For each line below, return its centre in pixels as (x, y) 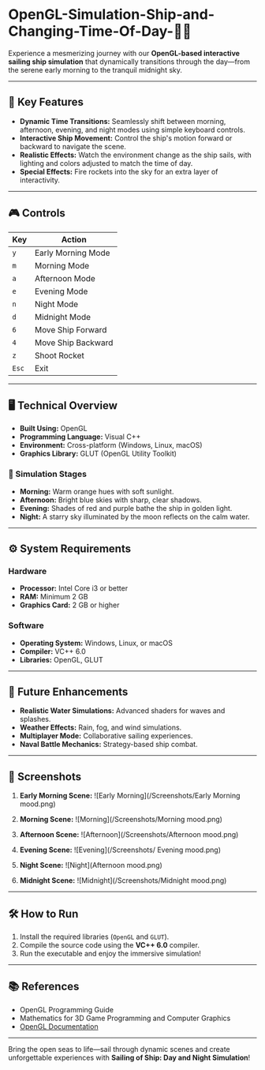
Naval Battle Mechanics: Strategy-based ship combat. (109, 745)
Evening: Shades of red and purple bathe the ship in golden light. (126, 508)
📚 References (44, 987)
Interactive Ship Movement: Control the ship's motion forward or (126, 138)
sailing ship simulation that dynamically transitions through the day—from (129, 62)
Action (74, 239)
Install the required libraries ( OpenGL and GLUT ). (94, 937)
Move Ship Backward (74, 343)
